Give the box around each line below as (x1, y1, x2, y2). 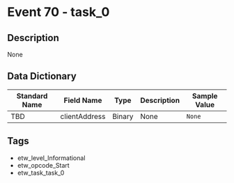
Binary (112, 111, 134, 121)
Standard (16, 91, 48, 101)
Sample (192, 91, 218, 101)
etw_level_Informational (17, 154, 86, 162)
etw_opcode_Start (17, 161, 70, 169)
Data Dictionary (7, 70, 77, 82)
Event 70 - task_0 (7, 4, 110, 20)
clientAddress (60, 111, 106, 121)
